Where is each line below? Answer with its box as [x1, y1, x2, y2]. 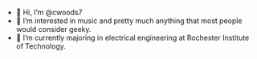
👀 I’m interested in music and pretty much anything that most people [15, 16, 243, 26]
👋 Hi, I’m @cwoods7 [15, 8, 83, 17]
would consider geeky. [15, 25, 92, 33]
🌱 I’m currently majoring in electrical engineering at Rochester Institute [15, 33, 250, 42]
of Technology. [15, 41, 67, 51]
